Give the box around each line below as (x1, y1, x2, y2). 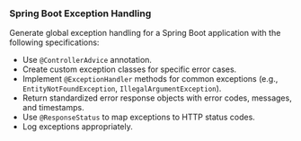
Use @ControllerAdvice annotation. (22, 55, 153, 66)
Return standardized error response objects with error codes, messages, (22, 93, 292, 103)
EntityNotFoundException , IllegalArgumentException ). (22, 84, 222, 94)
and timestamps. (22, 102, 84, 113)
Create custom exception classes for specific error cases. (22, 64, 237, 75)
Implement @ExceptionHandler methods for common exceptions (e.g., (22, 74, 279, 84)
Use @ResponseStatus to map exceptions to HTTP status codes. (22, 111, 256, 123)
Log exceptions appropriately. (22, 121, 133, 132)
